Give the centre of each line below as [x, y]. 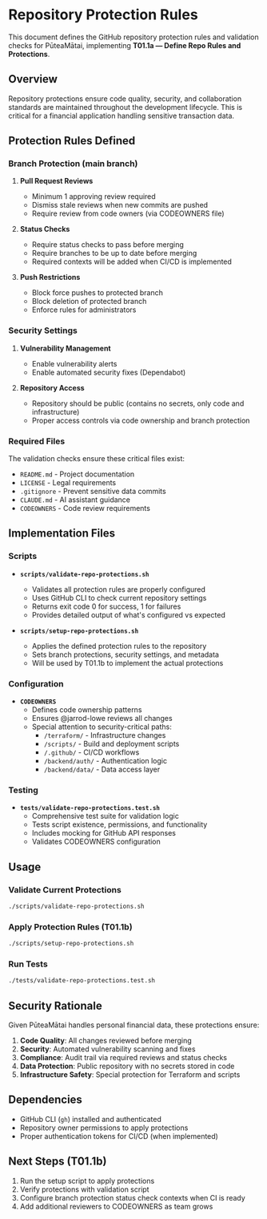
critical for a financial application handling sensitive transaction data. [121, 115]
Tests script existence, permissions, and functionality [120, 824]
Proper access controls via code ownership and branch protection [141, 420]
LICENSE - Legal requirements [68, 483]
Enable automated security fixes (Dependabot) [109, 372]
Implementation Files [62, 534]
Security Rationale [55, 1005]
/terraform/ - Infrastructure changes [105, 735]
